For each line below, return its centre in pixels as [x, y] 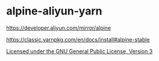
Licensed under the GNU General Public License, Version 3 [79, 51]
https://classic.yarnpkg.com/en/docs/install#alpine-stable [78, 39]
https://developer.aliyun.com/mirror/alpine [59, 28]
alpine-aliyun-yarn [54, 11]
